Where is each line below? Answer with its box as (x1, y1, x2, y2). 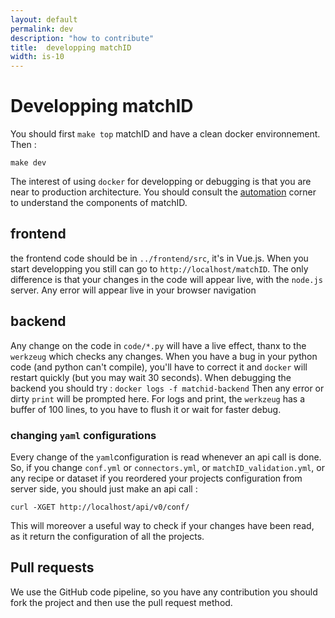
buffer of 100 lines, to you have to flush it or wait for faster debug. (10, 403, 282, 415)
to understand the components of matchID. (10, 197, 188, 209)
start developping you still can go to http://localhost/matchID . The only (10, 262, 309, 275)
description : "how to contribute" (10, 33, 155, 43)
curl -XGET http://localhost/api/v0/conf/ (10, 502, 190, 512)
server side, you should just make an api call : (10, 482, 198, 495)
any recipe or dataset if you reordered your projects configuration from (10, 472, 303, 484)
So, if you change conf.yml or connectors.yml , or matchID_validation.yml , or (10, 461, 325, 473)
